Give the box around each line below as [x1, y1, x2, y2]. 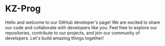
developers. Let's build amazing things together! [5, 35, 104, 41]
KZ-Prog [5, 3, 41, 14]
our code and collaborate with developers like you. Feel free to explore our [5, 24, 158, 30]
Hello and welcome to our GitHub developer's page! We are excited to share [5, 19, 161, 25]
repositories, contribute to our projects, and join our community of [5, 30, 140, 36]
